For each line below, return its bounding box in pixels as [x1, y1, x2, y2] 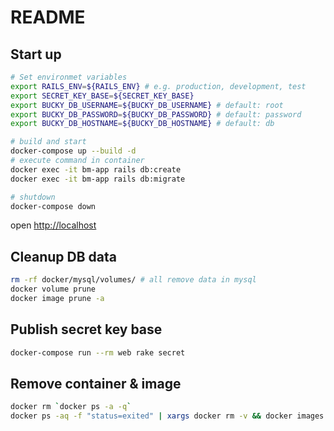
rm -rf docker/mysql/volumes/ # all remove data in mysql [10, 275, 257, 285]
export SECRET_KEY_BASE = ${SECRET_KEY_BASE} [10, 91, 195, 101]
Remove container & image [10, 375, 182, 392]
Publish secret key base [10, 321, 163, 338]
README [10, 6, 86, 29]
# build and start [10, 137, 87, 147]
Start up [10, 46, 62, 63]
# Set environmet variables [10, 72, 128, 82]
